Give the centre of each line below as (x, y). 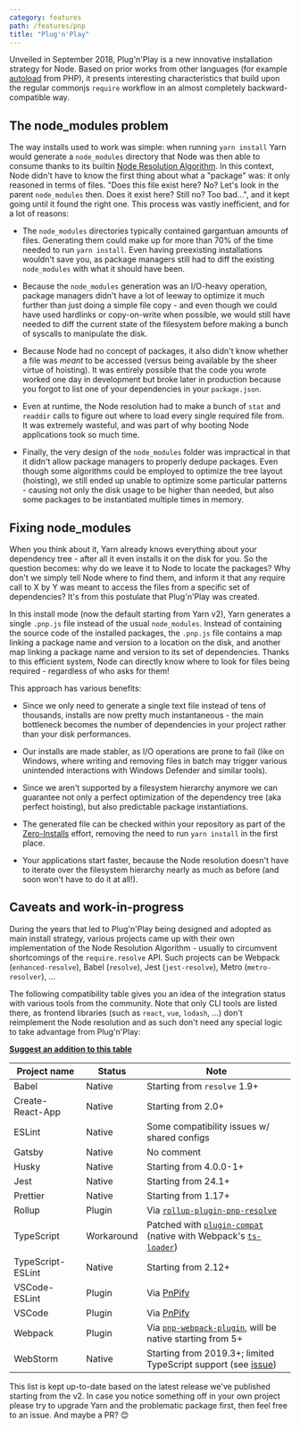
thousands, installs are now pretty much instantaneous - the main (142, 715)
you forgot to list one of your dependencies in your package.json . (142, 389)
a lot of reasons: (39, 214)
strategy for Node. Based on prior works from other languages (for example (148, 69)
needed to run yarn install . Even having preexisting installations (142, 250)
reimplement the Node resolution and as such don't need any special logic (146, 1022)
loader (161, 1247)
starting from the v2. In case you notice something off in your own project (145, 1396)
